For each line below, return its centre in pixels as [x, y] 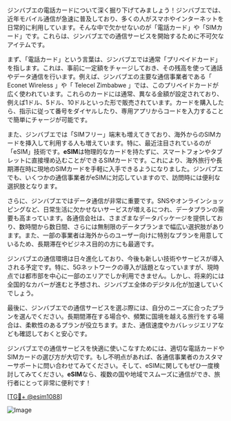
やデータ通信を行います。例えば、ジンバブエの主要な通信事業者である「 [110, 77]
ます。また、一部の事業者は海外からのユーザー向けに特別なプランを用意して [115, 235]
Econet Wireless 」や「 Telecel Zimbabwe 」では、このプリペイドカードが [113, 85]
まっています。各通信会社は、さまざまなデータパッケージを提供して [121, 218]
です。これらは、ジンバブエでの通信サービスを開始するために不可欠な [124, 36]
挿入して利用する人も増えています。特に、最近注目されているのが [118, 143]
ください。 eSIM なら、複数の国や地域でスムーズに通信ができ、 [125, 374]
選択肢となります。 [34, 186]
